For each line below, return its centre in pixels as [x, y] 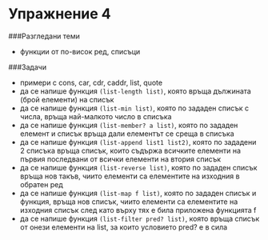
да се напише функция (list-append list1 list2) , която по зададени [138, 142]
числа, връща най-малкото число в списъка [96, 116]
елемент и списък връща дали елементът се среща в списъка [127, 134]
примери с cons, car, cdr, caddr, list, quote [91, 82]
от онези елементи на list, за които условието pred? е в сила [124, 227]
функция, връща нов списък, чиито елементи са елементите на [129, 202]
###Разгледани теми [44, 36]
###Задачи [27, 67]
